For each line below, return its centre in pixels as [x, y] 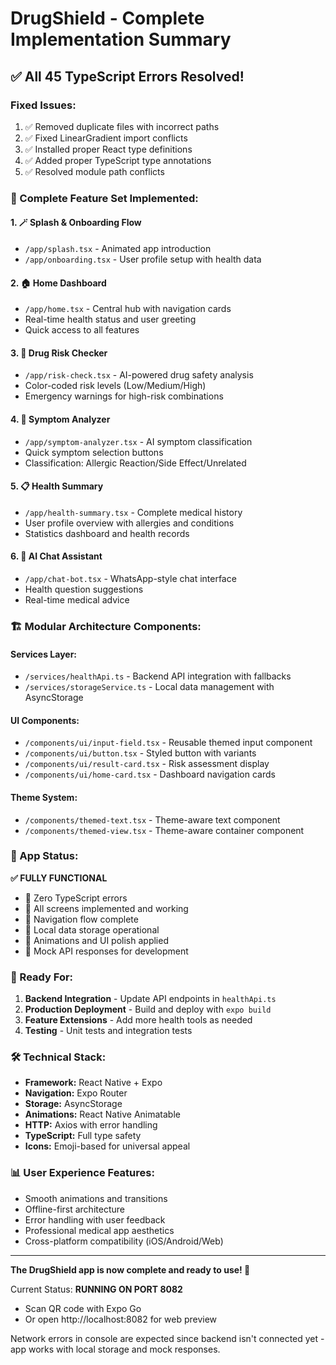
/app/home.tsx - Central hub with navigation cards [128, 309]
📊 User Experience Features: [82, 1173]
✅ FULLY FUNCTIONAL [59, 878]
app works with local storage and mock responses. [115, 1349]
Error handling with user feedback [95, 1219]
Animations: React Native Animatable [102, 1114]
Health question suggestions [84, 589]
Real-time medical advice [77, 600]
